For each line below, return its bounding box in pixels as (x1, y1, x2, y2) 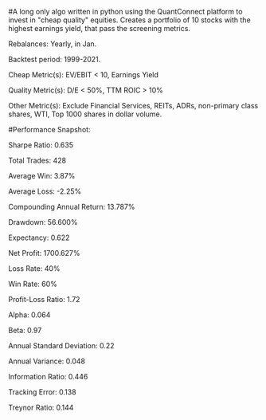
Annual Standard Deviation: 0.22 (8, 341, 115, 350)
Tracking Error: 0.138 (8, 387, 77, 397)
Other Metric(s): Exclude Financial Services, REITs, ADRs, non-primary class (8, 101, 259, 110)
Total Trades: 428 (8, 155, 66, 165)
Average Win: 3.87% (8, 171, 76, 180)
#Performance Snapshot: (8, 125, 91, 134)
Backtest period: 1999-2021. (8, 55, 101, 64)
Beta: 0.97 (8, 326, 42, 335)
